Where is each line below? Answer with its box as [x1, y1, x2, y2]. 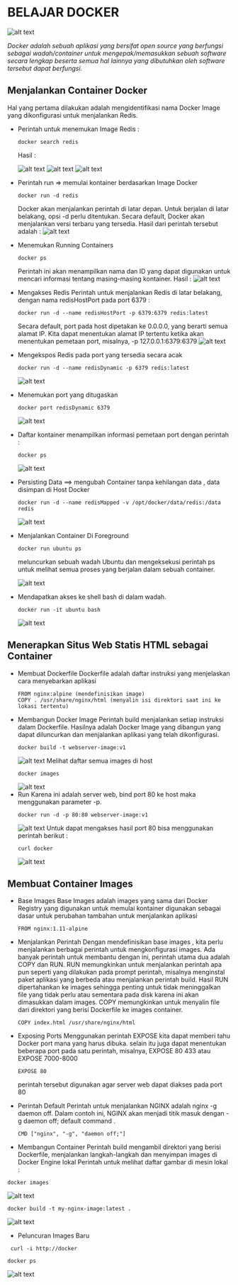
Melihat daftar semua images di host [46, 756, 153, 765]
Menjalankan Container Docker [7, 84, 147, 96]
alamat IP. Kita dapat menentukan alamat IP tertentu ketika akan [17, 329, 204, 337]
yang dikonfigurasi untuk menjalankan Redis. [7, 111, 138, 119]
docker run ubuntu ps [17, 545, 81, 552]
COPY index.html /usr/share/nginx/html [17, 1019, 136, 1026]
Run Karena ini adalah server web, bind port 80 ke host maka [17, 790, 196, 798]
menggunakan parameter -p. [17, 797, 102, 806]
